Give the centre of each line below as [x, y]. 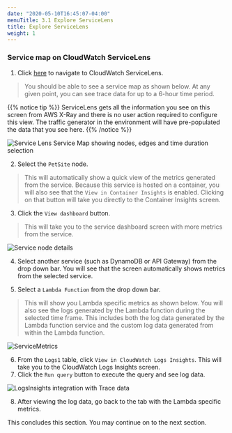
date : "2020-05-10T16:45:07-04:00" [59, 14]
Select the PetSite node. [53, 164]
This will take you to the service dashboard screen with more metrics [123, 227]
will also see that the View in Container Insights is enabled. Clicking [124, 192]
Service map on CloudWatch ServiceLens [79, 58]
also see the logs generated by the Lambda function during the [115, 310]
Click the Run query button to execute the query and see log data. [111, 374]
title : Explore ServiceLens [48, 26]
